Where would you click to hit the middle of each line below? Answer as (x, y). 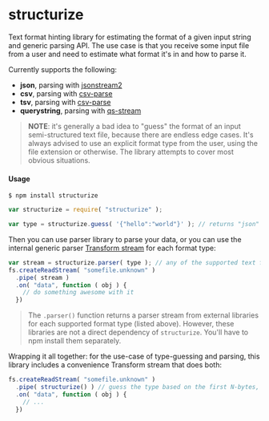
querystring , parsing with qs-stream (80, 111)
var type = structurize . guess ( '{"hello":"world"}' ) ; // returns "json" (134, 225)
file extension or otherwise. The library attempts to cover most (130, 152)
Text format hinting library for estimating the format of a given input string (130, 37)
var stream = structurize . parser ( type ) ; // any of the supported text (132, 262)
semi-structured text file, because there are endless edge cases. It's (141, 135)
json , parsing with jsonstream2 (71, 85)
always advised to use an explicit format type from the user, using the (143, 143)
